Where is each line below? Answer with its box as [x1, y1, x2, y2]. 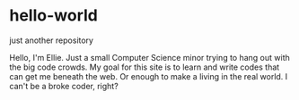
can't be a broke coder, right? [9, 80, 119, 91]
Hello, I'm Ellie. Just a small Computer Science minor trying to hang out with [9, 52, 290, 62]
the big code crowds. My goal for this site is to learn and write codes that [9, 62, 280, 72]
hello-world [9, 5, 99, 26]
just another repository [9, 35, 94, 46]
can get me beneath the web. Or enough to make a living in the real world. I [9, 71, 288, 81]
